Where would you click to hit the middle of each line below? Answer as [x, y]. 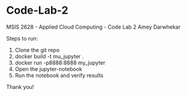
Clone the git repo [37, 50]
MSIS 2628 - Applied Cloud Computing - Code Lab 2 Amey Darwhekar [93, 27]
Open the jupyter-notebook [49, 69]
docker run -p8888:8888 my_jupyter [60, 63]
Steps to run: [22, 38]
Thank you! [20, 86]
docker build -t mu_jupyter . [49, 56]
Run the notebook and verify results [59, 75]
